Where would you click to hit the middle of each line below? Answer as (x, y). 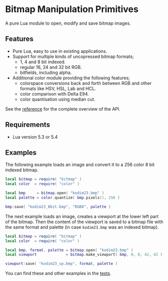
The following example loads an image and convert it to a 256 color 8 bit (80, 165)
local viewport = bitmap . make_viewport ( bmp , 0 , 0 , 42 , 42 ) (84, 255)
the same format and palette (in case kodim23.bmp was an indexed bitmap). (82, 227)
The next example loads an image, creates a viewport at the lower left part (82, 216)
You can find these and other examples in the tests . (58, 273)
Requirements (28, 125)
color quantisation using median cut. (57, 99)
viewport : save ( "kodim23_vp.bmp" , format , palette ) (61, 264)
